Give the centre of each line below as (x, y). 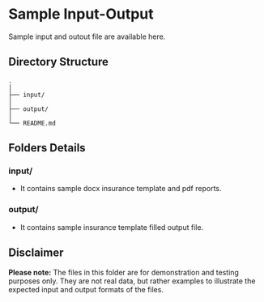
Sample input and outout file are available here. (87, 36)
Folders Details (47, 148)
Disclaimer (36, 253)
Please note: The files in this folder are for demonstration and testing (123, 272)
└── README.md (32, 123)
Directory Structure (59, 62)
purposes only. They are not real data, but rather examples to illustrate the (132, 281)
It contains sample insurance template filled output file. (112, 227)
